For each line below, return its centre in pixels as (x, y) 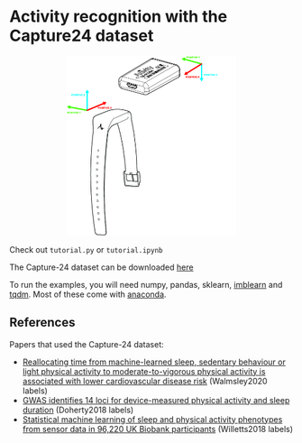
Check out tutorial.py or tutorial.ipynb (87, 249)
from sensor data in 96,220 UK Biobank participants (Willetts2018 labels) (158, 429)
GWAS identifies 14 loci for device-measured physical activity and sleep (156, 400)
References (42, 323)
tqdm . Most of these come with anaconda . (88, 294)
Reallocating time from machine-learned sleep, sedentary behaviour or (154, 362)
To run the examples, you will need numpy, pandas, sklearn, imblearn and (146, 284)
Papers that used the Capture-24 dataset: (87, 344)
